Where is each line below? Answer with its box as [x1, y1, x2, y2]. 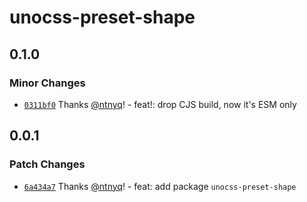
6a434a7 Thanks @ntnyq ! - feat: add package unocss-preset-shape [23, 180, 297, 192]
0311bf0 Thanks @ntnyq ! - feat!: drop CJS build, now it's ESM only [23, 98, 297, 110]
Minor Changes [9, 76, 86, 90]
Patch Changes [9, 157, 86, 171]
